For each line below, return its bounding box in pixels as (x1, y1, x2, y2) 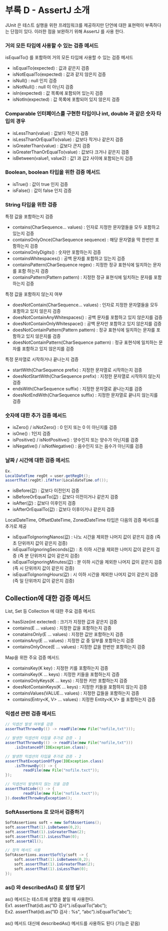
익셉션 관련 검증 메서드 (5, 710, 56, 717)
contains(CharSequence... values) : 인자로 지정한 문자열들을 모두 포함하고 (12, 224, 160, 230)
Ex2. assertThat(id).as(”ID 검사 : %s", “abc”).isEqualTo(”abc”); (5, 908, 132, 914)
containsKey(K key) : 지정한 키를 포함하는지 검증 (12, 665, 108, 671)
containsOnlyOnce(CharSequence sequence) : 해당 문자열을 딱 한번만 (12, 237, 154, 243)
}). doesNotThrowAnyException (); (5, 795, 72, 801)
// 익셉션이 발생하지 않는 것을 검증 (5, 782, 69, 787)
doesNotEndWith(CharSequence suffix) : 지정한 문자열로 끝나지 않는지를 (12, 392, 158, 398)
